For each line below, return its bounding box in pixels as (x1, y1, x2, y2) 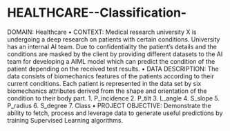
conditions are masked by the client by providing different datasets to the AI (7, 50, 223, 58)
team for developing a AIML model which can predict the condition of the (7, 57, 215, 65)
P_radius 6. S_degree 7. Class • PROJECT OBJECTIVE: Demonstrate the (7, 101, 212, 110)
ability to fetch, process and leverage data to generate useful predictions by (7, 109, 223, 117)
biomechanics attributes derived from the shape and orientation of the (7, 87, 207, 95)
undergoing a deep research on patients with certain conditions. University (7, 35, 220, 43)
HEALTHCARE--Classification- (7, 5, 187, 21)
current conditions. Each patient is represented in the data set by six (7, 79, 202, 87)
